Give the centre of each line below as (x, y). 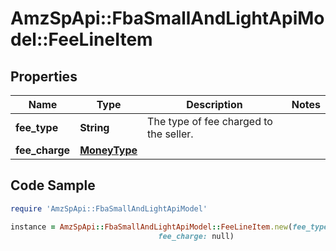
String (94, 127)
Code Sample (53, 185)
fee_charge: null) (196, 236)
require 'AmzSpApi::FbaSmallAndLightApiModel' (109, 208)
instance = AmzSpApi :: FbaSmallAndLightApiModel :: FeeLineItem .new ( (151, 227)
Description (214, 104)
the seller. (170, 134)
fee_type (37, 127)
